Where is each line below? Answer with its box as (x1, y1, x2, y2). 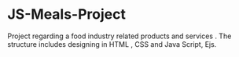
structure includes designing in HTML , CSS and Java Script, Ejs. (7, 39, 217, 48)
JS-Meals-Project (7, 5, 127, 23)
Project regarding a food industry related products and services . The (7, 31, 232, 41)
